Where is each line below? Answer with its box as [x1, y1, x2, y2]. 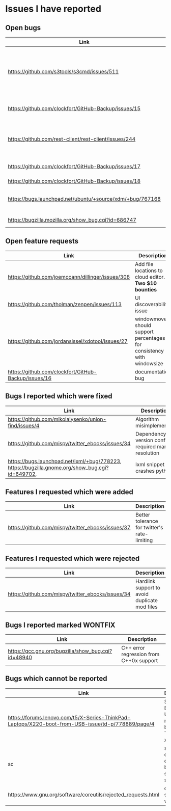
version [135, 437, 154, 444]
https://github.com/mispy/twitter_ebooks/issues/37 [8, 524, 131, 531]
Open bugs [5, 23, 41, 32]
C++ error [121, 644, 145, 652]
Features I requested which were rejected [5, 554, 140, 563]
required [135, 443, 156, 450]
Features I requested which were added [5, 488, 133, 497]
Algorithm [135, 416, 159, 423]
